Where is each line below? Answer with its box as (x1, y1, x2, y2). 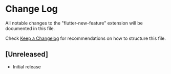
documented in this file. (5, 25, 55, 31)
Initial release (12, 63, 41, 69)
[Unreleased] (5, 50, 49, 59)
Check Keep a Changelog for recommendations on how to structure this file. (5, 35, 166, 41)
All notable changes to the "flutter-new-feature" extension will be (5, 20, 143, 26)
